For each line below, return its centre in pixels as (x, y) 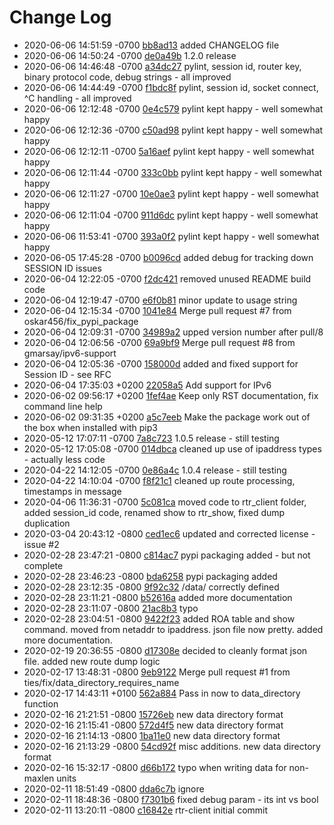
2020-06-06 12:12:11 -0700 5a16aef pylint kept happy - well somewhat (169, 151)
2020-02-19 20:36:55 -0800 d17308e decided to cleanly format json (165, 650)
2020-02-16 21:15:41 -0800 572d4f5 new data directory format (153, 725)
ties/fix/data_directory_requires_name (101, 682)
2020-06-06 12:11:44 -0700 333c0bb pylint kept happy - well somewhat (173, 172)
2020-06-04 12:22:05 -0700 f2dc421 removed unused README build (167, 278)
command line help (63, 406)
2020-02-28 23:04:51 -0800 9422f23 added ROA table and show (159, 618)
